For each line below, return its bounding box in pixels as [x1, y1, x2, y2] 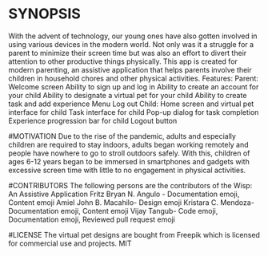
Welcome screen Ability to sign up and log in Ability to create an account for [8, 81, 259, 92]
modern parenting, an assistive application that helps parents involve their [8, 65, 252, 74]
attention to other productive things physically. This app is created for [8, 57, 238, 66]
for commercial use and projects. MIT [8, 238, 132, 248]
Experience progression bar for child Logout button [8, 116, 178, 125]
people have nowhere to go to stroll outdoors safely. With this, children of [8, 148, 250, 158]
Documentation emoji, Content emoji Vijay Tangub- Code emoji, [8, 206, 218, 215]
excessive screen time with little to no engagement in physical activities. [8, 165, 246, 175]
